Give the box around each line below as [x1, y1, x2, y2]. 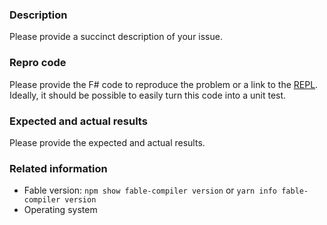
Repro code [9, 56, 67, 70]
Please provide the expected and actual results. [9, 136, 206, 148]
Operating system [23, 204, 98, 216]
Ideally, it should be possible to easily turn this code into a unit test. [9, 89, 287, 101]
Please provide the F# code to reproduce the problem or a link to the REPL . [9, 78, 319, 90]
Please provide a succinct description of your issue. [9, 31, 223, 43]
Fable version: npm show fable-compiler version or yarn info [23, 184, 277, 197]
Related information [9, 161, 108, 175]
